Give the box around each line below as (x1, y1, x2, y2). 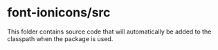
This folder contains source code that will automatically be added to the (7, 27, 212, 36)
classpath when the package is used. (7, 34, 113, 42)
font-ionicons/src (7, 5, 111, 21)
